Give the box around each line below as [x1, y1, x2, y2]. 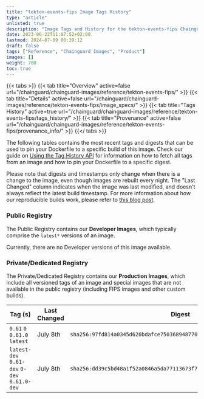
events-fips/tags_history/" [6, 114, 72, 122]
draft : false [6, 43, 39, 49]
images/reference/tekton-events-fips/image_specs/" [6, 102, 138, 109]
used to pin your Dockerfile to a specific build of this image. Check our [6, 145, 183, 153]
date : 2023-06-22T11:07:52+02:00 [6, 32, 91, 38]
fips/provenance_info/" [6, 127, 64, 134]
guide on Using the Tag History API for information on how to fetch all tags [6, 152, 192, 159]
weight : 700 [6, 60, 36, 66]
